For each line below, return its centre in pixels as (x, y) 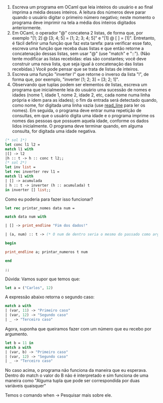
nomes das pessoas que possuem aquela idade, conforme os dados (80, 121)
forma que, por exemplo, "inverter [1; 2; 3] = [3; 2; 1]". (66, 79)
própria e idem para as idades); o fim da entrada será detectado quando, (85, 100)
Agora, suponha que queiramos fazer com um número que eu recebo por (78, 329)
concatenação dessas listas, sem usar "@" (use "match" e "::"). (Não (81, 54)
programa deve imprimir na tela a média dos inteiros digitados (74, 22)
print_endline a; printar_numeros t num (47, 252)
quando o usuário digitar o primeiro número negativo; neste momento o (83, 17)
